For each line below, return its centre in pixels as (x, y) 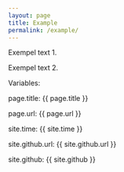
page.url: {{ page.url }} (45, 114)
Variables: (24, 83)
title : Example (33, 23)
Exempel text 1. (33, 53)
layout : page (29, 15)
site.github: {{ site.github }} (52, 159)
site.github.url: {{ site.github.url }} (62, 144)
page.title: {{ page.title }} (48, 99)
